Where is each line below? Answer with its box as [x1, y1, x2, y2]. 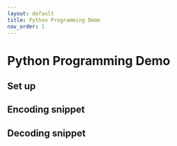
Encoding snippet [7, 104, 85, 116]
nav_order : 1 [7, 23, 45, 30]
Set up [7, 80, 36, 92]
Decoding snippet [7, 127, 86, 139]
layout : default [7, 10, 54, 17]
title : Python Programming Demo [7, 17, 101, 24]
